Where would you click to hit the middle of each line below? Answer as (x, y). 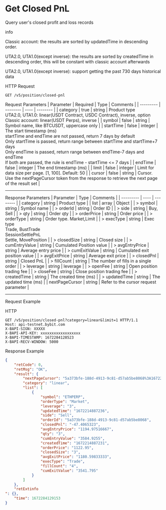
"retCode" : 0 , (28, 365)
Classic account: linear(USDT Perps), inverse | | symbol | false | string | (78, 120)
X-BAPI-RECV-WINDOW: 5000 (32, 342)
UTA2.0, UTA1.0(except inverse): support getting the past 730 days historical (83, 71)
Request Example (23, 301)
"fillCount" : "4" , (59, 466)
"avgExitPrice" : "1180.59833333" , (76, 457)
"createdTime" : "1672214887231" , (75, 443)
